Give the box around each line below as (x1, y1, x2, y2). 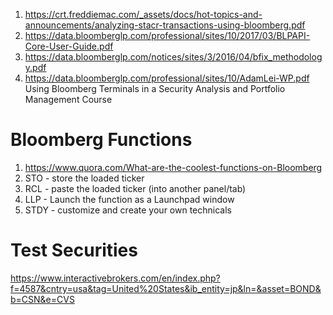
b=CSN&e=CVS (10, 293, 75, 305)
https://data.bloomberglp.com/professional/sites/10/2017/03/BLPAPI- (24, 30, 311, 41)
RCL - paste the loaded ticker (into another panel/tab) (24, 182, 247, 194)
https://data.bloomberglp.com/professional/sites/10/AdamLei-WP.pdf (24, 72, 310, 84)
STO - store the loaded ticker (24, 172, 145, 184)
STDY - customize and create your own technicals (24, 204, 232, 216)
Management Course (24, 94, 113, 105)
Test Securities (10, 239, 138, 262)
